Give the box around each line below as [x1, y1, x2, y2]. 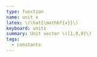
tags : [6, 36, 20, 42]
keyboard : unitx [6, 25, 46, 31]
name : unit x [6, 14, 39, 20]
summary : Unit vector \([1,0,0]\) [6, 31, 92, 37]
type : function [6, 8, 44, 15]
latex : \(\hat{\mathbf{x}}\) [6, 20, 79, 26]
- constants [11, 42, 42, 48]
